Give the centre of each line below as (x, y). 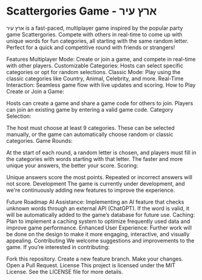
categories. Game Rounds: (39, 140)
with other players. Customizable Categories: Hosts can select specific (95, 66)
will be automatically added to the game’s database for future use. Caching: (101, 214)
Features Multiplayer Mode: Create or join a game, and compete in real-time (101, 59)
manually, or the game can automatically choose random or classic (90, 134)
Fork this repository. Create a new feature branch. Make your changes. (95, 259)
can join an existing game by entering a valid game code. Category (90, 109)
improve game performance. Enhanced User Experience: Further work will (99, 227)
